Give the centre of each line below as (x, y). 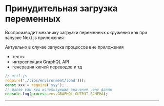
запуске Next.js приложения (35, 38)
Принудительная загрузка (61, 9)
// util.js (16, 76)
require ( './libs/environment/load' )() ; (46, 80)
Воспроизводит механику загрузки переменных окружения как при (76, 32)
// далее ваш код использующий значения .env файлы (59, 89)
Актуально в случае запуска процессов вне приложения (64, 47)
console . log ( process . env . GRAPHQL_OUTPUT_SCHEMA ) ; (57, 94)
